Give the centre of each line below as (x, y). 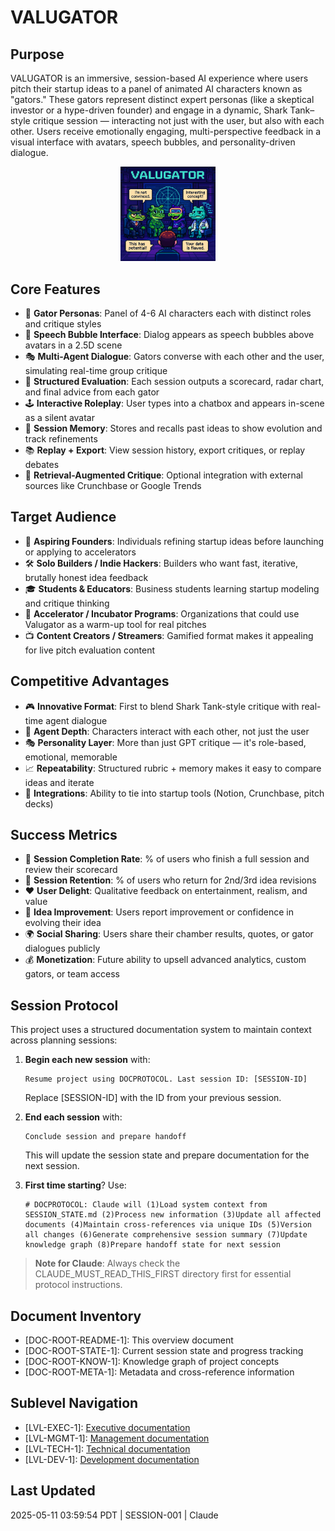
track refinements (61, 439)
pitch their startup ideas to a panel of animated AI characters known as (156, 89)
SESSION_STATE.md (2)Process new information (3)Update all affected (173, 1215)
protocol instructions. (78, 1285)
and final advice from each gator (92, 392)
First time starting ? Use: (75, 1185)
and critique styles (63, 324)
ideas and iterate (59, 782)
